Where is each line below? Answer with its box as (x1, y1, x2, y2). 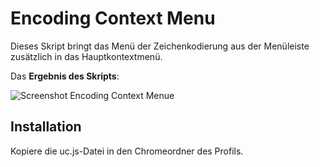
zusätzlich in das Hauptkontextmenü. (10, 50, 163, 62)
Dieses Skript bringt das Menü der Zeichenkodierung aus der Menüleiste (10, 40, 310, 52)
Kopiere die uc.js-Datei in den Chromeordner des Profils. (10, 145, 244, 157)
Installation (10, 118, 82, 136)
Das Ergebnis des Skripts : (10, 70, 120, 82)
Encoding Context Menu (10, 7, 216, 30)
